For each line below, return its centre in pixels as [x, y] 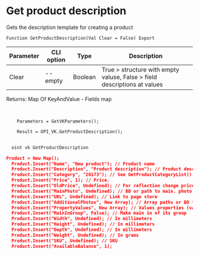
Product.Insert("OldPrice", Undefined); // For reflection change [95, 186]
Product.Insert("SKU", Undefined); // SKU [65, 241]
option [56, 59]
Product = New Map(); [33, 158]
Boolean [85, 77]
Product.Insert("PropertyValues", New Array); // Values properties [98, 208]
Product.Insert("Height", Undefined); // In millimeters [83, 224]
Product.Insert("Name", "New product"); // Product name [83, 164]
